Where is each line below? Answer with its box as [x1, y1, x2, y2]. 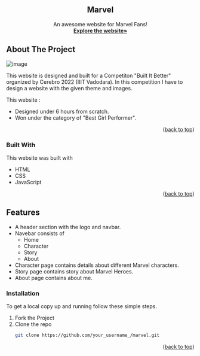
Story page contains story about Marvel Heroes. [14, 267, 134, 275]
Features [6, 208, 40, 218]
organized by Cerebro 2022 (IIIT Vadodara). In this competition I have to [6, 78, 183, 86]
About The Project [6, 44, 76, 54]
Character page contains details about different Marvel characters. [14, 261, 179, 269]
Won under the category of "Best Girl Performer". [14, 114, 137, 121]
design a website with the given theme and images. [6, 84, 133, 92]
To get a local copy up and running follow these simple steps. [6, 303, 157, 310]
